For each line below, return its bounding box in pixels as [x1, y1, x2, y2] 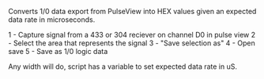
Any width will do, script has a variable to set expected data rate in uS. [8, 62, 238, 71]
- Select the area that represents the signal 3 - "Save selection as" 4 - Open [8, 38, 255, 48]
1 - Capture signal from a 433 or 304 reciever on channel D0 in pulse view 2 [8, 31, 255, 39]
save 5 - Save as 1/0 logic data [8, 47, 108, 56]
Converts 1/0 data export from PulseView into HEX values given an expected [8, 7, 257, 16]
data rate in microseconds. [8, 15, 96, 24]
